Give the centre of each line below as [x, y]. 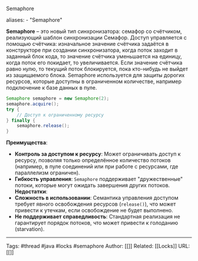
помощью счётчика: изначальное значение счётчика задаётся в [88, 44]
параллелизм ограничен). [47, 173]
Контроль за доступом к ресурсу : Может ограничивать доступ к [98, 154]
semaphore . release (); [43, 126]
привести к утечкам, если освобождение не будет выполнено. [94, 210]
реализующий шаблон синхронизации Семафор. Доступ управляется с [96, 37]
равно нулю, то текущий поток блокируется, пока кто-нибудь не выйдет [97, 69]
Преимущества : [27, 143]
